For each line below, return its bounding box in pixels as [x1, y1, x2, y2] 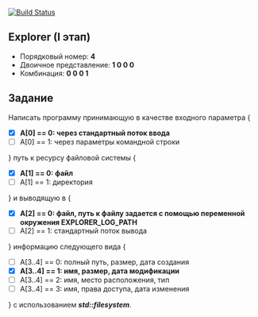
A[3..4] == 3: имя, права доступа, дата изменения [19, 284, 190, 294]
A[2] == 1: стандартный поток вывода [19, 226, 148, 235]
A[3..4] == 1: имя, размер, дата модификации [19, 266, 180, 276]
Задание [8, 91, 54, 105]
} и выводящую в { [8, 193, 71, 203]
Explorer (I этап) [8, 30, 91, 44]
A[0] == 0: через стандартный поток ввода [19, 128, 171, 137]
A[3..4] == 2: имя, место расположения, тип [19, 275, 170, 285]
